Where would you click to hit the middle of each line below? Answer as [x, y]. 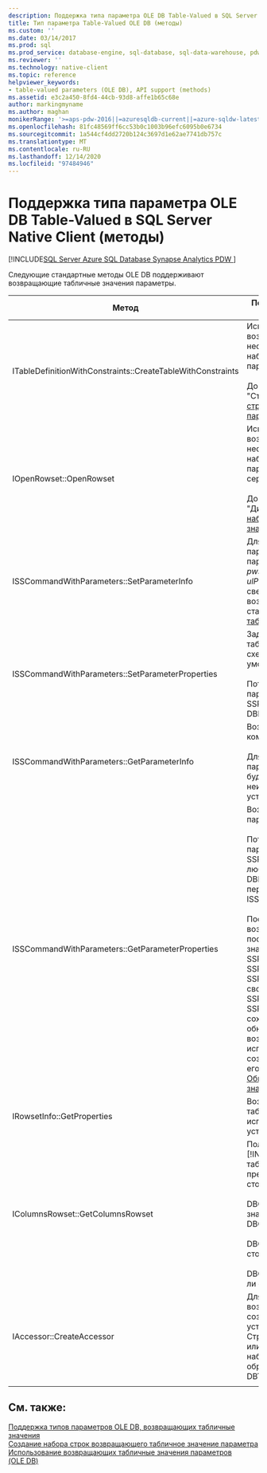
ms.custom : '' [32, 30]
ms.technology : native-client [58, 68]
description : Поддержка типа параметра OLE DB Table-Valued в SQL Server [133, 16]
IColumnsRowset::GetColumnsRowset [83, 1214]
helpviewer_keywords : [44, 82]
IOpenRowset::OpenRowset [64, 479]
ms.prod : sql [30, 45]
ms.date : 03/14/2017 [43, 38]
